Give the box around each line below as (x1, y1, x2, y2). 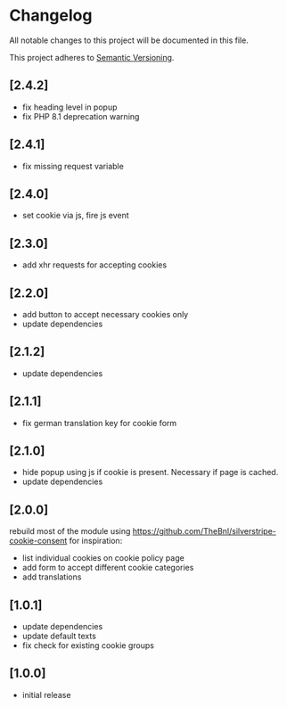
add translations (21, 571, 82, 582)
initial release (21, 689, 71, 700)
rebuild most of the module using (9, 526, 131, 537)
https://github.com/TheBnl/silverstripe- (132, 526, 276, 537)
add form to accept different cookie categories (21, 563, 194, 573)
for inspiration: (69, 536, 123, 547)
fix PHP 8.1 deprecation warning (21, 111, 140, 121)
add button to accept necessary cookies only (21, 309, 189, 319)
